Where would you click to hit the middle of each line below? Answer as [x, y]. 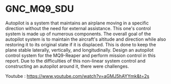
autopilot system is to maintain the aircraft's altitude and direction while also [86, 39]
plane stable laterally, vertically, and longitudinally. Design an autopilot [80, 50]
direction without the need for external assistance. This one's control [78, 28]
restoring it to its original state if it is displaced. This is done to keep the [81, 44]
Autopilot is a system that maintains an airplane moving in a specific [77, 23]
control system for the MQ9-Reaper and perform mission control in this [80, 55]
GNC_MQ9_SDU [40, 9]
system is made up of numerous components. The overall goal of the [78, 34]
